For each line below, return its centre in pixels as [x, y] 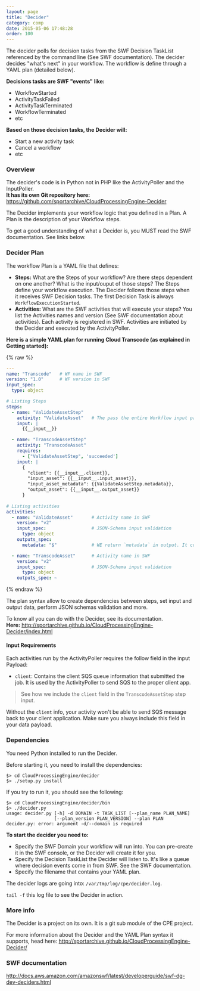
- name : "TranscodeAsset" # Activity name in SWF [81, 556]
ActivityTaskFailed [37, 100]
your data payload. [29, 724]
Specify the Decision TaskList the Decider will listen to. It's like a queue [102, 859]
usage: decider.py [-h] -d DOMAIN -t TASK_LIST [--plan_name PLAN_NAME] [98, 813]
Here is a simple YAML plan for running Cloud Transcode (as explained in [98, 339]
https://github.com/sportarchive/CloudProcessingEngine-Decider [86, 202]
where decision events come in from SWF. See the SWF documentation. [103, 865]
